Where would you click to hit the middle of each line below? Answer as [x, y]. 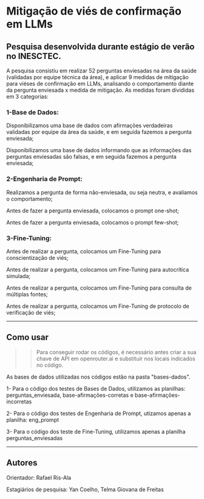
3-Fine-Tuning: [29, 238]
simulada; [19, 276]
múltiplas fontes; [27, 294]
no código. [50, 365]
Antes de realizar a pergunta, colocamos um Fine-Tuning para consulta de [99, 288]
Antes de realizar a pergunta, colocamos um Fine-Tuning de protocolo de [98, 306]
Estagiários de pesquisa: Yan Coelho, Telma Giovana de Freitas [85, 489]
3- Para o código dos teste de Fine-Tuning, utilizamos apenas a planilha [96, 431]
